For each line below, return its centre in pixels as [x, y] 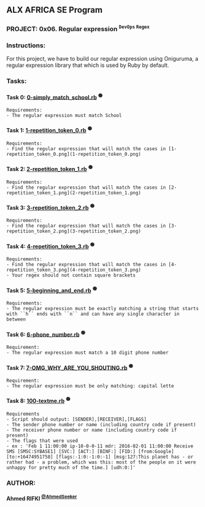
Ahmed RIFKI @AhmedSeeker [42, 498]
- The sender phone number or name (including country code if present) [101, 425]
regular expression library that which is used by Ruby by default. [88, 65]
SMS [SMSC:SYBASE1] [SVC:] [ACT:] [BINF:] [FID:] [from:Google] [90, 451]
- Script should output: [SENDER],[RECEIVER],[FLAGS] [77, 419]
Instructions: [26, 45]
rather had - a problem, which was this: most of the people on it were [101, 462]
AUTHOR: [21, 482]
